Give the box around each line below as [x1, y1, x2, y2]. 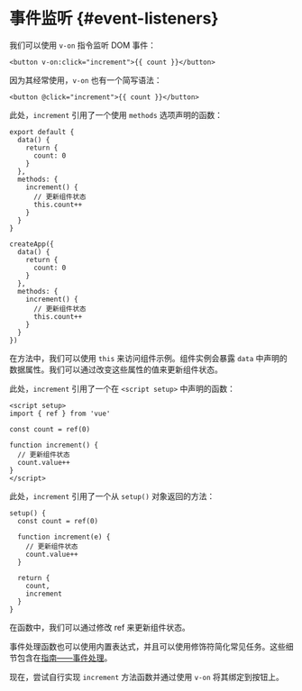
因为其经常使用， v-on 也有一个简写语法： [9, 74, 162, 86]
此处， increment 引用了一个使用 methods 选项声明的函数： [9, 109, 224, 120]
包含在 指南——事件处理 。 [16, 652, 113, 663]
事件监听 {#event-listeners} [9, 8, 219, 29]
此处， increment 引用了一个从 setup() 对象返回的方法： [9, 490, 215, 501]
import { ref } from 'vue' [9, 409, 111, 418]
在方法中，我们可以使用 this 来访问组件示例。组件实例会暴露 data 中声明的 [9, 352, 288, 363]
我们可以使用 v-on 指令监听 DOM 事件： [9, 40, 156, 50]
